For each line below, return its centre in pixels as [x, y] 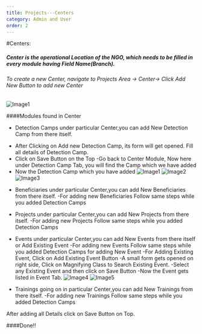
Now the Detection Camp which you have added [75, 171]
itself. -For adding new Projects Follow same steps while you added [99, 220]
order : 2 [17, 25]
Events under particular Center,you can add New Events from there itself [105, 238]
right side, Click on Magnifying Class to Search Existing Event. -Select [102, 264]
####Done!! [21, 325]
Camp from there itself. [43, 134]
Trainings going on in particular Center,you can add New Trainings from [104, 289]
